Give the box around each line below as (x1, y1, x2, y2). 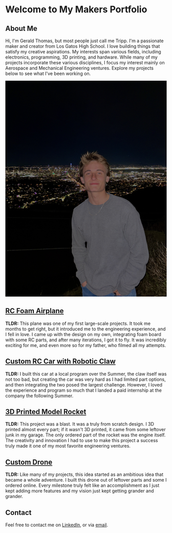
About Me (5, 24, 37, 33)
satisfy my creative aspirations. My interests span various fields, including (5, 49, 161, 54)
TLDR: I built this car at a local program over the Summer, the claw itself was (5, 371, 167, 377)
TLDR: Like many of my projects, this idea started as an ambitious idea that (5, 471, 164, 477)
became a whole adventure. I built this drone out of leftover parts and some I (5, 477, 167, 483)
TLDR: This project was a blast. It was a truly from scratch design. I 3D (5, 421, 155, 427)
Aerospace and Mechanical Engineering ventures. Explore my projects (5, 65, 154, 71)
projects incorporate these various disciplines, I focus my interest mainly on (5, 60, 165, 65)
